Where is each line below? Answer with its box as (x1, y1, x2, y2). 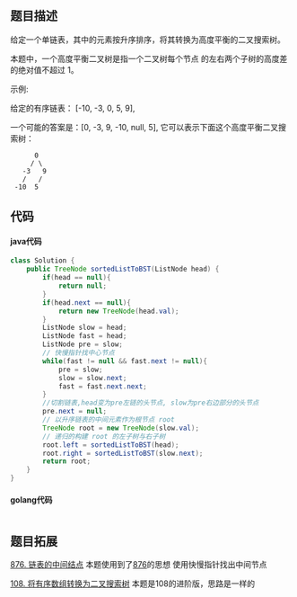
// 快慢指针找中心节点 (42, 349, 115, 358)
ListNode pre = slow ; (42, 340, 124, 349)
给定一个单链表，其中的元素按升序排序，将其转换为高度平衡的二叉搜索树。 (10, 34, 285, 45)
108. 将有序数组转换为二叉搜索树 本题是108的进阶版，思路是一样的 (10, 578, 255, 589)
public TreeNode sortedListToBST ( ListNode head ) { (26, 264, 220, 274)
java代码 (10, 236, 43, 246)
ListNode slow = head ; (42, 323, 127, 333)
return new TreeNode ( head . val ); (57, 307, 179, 316)
